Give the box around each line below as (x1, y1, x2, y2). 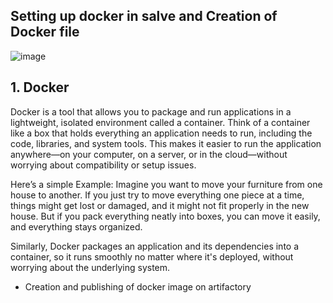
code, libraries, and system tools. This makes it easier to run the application (10, 137, 322, 149)
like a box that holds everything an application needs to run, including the (10, 127, 313, 139)
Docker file (10, 24, 80, 41)
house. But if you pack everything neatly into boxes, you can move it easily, (10, 210, 321, 222)
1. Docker (10, 79, 70, 96)
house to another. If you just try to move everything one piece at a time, (10, 189, 305, 201)
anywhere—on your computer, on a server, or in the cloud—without (10, 148, 288, 160)
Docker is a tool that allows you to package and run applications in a (10, 105, 292, 118)
